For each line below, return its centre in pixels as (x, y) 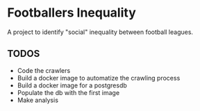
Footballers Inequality (72, 13)
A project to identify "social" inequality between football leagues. (100, 32)
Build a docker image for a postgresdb (72, 85)
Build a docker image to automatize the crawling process (99, 78)
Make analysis (38, 100)
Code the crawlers (44, 70)
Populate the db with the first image (68, 92)
